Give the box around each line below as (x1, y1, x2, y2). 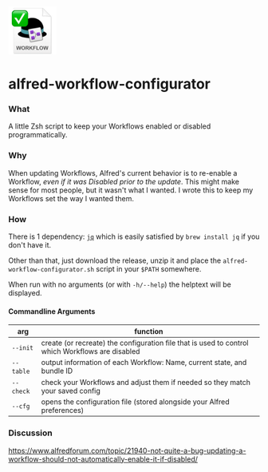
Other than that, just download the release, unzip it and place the (8, 256, 222, 265)
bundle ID (41, 366, 73, 376)
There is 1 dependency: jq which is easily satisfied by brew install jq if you (8, 232, 260, 241)
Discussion (8, 427, 53, 438)
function (134, 326, 164, 336)
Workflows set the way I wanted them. (8, 193, 134, 203)
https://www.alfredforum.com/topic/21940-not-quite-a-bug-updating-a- (8, 446, 246, 455)
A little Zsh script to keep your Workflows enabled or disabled (8, 121, 211, 131)
